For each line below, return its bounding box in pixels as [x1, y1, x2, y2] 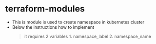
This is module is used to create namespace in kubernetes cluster [12, 19, 145, 25]
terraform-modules [5, 3, 85, 14]
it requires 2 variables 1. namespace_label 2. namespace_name [24, 33, 151, 39]
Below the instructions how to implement [12, 24, 94, 30]
